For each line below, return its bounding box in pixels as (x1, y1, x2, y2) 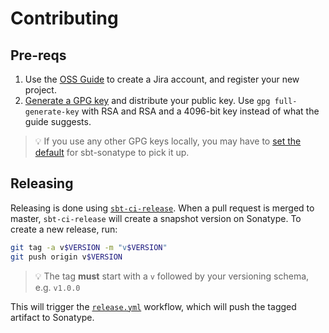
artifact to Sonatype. (10, 311, 95, 323)
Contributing (10, 7, 119, 30)
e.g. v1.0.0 (34, 281, 81, 293)
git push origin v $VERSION (10, 252, 123, 262)
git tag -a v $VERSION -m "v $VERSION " (10, 242, 168, 252)
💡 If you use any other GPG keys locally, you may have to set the (34, 135, 302, 147)
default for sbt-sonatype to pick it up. (34, 147, 190, 158)
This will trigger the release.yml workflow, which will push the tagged (10, 300, 297, 312)
